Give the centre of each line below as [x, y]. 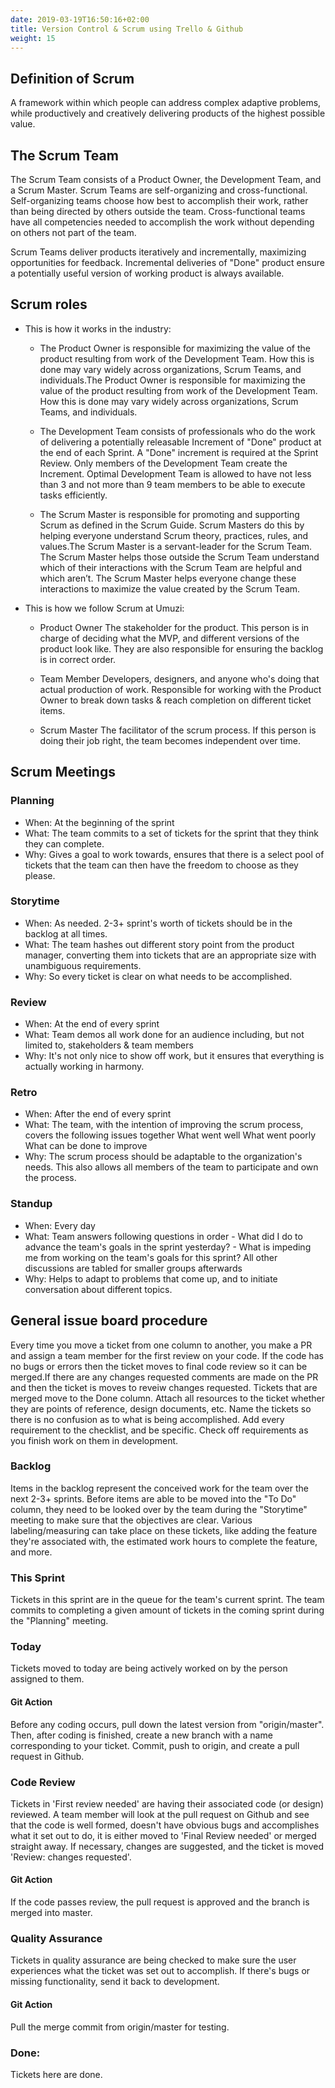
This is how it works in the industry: [98, 328]
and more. [31, 1552]
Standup [31, 1204]
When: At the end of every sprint [92, 1024]
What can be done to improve [86, 1146]
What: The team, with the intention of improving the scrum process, [164, 1125]
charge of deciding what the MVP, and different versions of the [169, 638]
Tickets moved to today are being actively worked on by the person [149, 1668]
